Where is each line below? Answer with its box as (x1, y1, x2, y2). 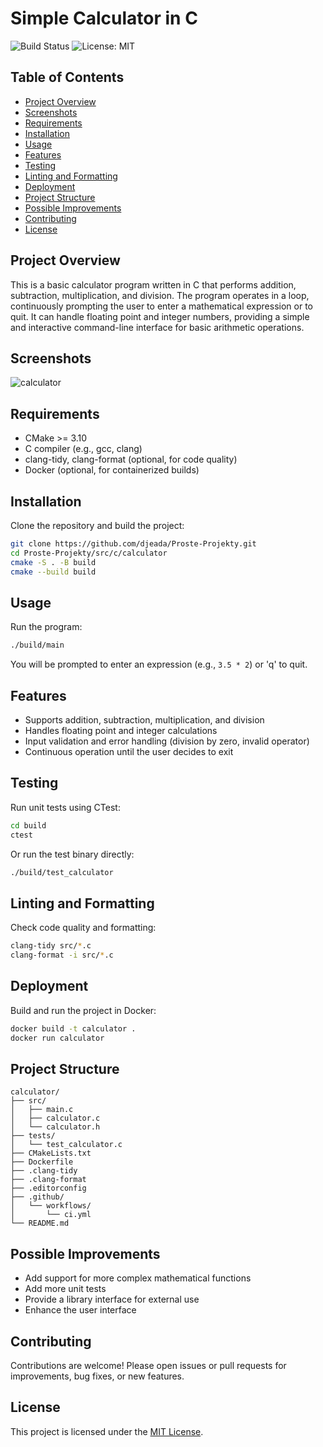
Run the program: (10, 621, 83, 633)
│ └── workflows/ (10, 1201, 92, 1211)
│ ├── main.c (10, 1105, 74, 1115)
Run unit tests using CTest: (10, 801, 121, 813)
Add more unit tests (24, 1283, 107, 1295)
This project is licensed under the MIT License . (10, 1425, 204, 1437)
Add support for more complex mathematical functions (24, 1272, 252, 1284)
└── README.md (10, 1218, 70, 1229)
